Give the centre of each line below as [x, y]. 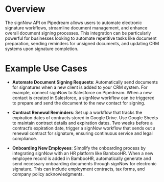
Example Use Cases [46, 68]
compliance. [25, 138]
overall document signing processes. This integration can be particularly [78, 33]
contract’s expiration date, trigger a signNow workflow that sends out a [84, 128]
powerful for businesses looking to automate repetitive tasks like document [81, 38]
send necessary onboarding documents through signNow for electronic [84, 163]
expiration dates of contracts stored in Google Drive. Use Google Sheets [85, 117]
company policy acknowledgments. [48, 174]
